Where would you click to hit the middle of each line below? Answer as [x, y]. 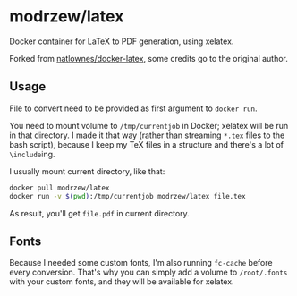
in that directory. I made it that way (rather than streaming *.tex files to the [147, 135]
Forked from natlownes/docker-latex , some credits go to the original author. [149, 58]
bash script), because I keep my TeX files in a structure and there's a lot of [147, 144]
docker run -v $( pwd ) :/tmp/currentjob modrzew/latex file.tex [127, 196]
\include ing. [32, 154]
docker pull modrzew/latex [59, 188]
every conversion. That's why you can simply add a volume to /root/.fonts [148, 272]
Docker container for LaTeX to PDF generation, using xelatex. [122, 41]
